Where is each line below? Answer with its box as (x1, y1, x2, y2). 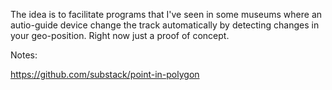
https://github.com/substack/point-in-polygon (10, 69, 200, 80)
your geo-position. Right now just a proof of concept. (10, 30, 230, 41)
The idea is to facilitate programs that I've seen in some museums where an (10, 9, 323, 20)
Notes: (10, 49, 38, 61)
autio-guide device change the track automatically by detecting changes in (10, 19, 320, 31)
